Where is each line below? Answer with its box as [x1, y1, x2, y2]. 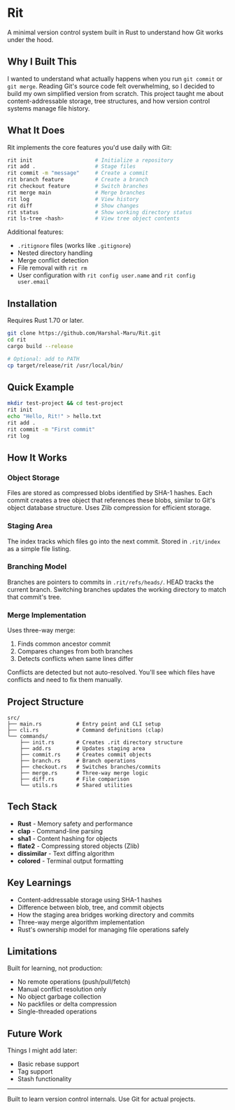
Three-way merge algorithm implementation [17, 917, 145, 926]
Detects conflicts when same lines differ [17, 655, 134, 663]
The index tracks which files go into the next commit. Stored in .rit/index [7, 537, 221, 546]
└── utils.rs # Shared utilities [20, 782, 133, 789]
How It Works [7, 452, 68, 464]
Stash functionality [17, 1075, 72, 1083]
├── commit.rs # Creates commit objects [20, 751, 152, 758]
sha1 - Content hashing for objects [17, 834, 117, 842]
